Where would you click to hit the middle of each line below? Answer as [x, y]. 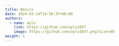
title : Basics [20, 9]
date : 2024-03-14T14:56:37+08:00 [39, 14]
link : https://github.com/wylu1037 [50, 27]
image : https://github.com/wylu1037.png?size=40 [64, 32]
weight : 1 [15, 36]
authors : [14, 18]
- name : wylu [23, 23]
